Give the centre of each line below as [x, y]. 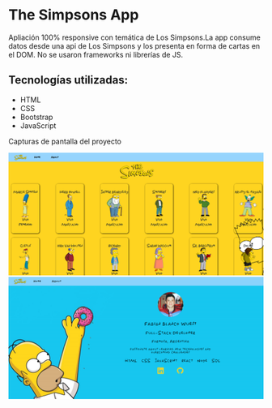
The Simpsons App [74, 15]
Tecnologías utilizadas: [68, 80]
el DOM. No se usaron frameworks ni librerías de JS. [96, 54]
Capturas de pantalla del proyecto [65, 141]
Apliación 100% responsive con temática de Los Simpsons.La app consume [134, 37]
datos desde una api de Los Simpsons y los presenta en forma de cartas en [134, 45]
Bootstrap [36, 117]
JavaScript [38, 125]
